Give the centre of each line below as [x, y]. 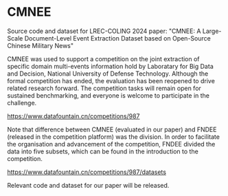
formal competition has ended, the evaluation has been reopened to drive [111, 80]
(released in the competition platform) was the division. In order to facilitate [113, 137]
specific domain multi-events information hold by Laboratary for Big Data [111, 66]
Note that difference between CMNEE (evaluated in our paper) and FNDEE [112, 129]
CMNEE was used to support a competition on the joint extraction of [104, 58]
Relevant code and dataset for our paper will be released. [88, 185]
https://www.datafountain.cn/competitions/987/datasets [87, 172]
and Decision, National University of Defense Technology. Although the [108, 74]
